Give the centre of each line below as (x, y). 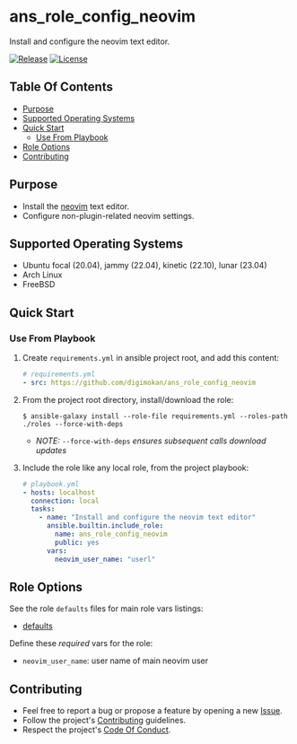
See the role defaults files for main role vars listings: (106, 608)
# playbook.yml (51, 484)
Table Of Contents (61, 87)
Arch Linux (42, 275)
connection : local (65, 501)
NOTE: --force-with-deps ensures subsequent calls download (151, 441)
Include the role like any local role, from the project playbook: (135, 468)
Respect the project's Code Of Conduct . (96, 730)
